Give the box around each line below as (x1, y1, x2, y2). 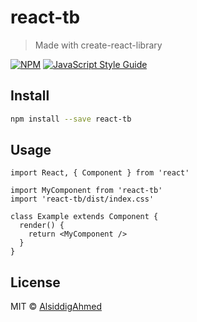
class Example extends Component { (10, 212, 159, 222)
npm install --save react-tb (10, 114, 132, 124)
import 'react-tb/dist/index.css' (10, 194, 155, 205)
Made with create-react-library (34, 39, 163, 51)
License (10, 274, 61, 291)
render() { (19, 221, 65, 231)
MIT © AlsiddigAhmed (10, 301, 103, 313)
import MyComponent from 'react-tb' (10, 186, 163, 196)
